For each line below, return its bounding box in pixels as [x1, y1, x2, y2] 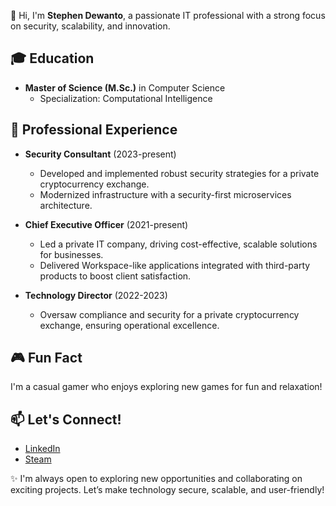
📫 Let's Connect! [10, 411, 122, 428]
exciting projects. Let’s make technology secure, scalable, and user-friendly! [10, 484, 325, 496]
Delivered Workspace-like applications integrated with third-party [39, 259, 311, 271]
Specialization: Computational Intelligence [39, 92, 213, 104]
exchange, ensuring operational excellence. [39, 319, 220, 331]
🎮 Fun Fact [10, 350, 83, 367]
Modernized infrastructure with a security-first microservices [39, 188, 292, 200]
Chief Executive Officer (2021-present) [24, 218, 189, 230]
